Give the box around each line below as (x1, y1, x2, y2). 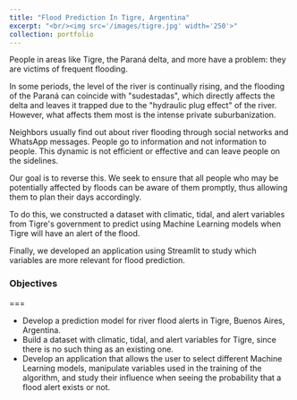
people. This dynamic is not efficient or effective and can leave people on (9, 146, 280, 157)
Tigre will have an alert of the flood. (9, 228, 140, 239)
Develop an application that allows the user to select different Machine (21, 353, 283, 363)
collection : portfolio (9, 30, 94, 38)
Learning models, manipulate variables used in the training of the (21, 362, 262, 373)
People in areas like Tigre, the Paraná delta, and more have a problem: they (9, 55, 286, 65)
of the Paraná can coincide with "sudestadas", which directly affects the (9, 90, 276, 101)
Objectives (9, 277, 58, 290)
